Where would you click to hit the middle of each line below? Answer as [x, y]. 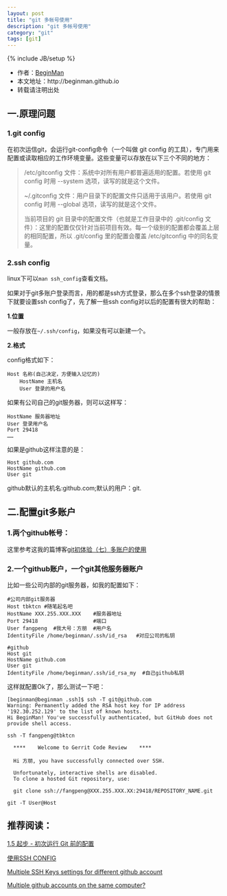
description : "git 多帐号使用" [49, 26]
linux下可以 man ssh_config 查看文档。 [59, 279]
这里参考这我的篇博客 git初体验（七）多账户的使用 [77, 549]
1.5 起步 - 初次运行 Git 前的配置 [51, 843]
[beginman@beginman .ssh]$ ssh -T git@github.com [80, 700]
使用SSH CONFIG [32, 858]
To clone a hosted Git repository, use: [72, 779]
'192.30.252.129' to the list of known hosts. [75, 712]
